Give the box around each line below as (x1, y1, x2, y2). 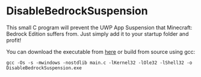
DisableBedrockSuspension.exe (6, 64, 82, 71)
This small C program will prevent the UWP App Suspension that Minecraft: (6, 24, 193, 31)
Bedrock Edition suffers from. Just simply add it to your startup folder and (6, 30, 189, 37)
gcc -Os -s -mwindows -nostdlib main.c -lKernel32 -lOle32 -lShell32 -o (6, 60, 193, 66)
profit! (6, 36, 22, 44)
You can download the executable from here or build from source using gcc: (6, 48, 196, 55)
